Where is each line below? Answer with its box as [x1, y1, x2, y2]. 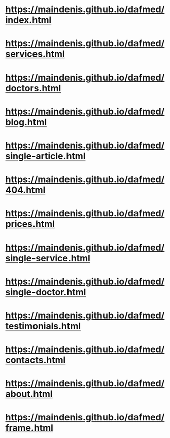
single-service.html [5, 252, 90, 264]
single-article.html [5, 150, 86, 162]
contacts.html [5, 354, 66, 366]
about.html [5, 388, 53, 400]
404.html [5, 184, 46, 196]
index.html [5, 14, 52, 26]
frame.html [5, 422, 53, 434]
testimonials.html [5, 320, 81, 332]
